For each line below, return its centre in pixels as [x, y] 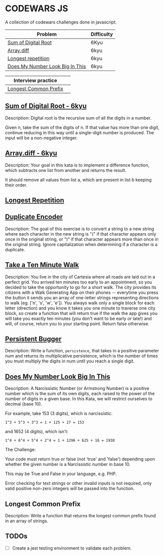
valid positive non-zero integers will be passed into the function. [70, 488]
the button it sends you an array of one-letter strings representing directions [82, 297]
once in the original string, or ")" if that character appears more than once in [82, 239]
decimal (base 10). [24, 404]
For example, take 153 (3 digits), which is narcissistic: [59, 413]
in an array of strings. [27, 521]
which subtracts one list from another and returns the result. [66, 170]
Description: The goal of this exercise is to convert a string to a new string [80, 229]
